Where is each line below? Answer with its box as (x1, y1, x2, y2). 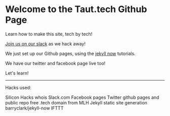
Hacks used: (5, 84, 31, 90)
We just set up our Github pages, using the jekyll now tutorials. (5, 50, 136, 56)
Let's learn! (5, 70, 29, 76)
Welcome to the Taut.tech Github (5, 4, 147, 15)
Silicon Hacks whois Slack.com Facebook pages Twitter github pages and (5, 94, 159, 100)
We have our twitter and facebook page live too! (5, 60, 106, 66)
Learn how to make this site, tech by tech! (5, 31, 93, 37)
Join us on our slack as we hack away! (5, 40, 86, 46)
